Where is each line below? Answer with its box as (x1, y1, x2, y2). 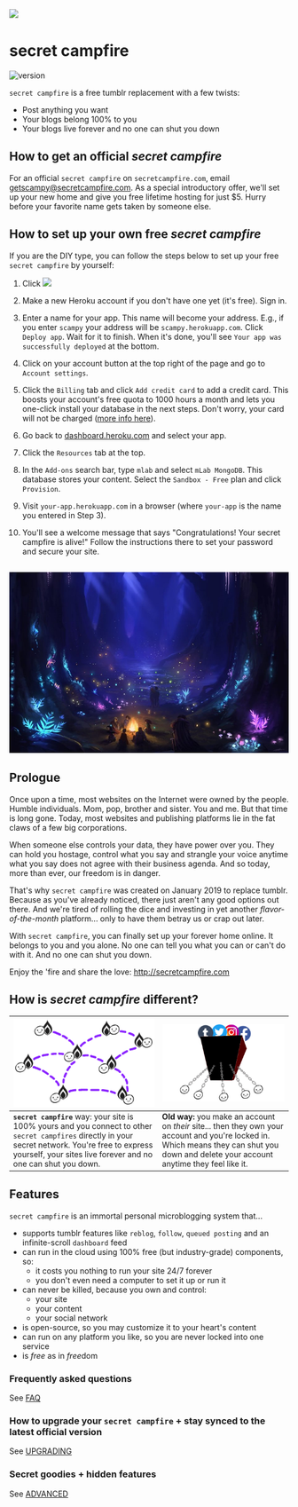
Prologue (9, 770, 60, 785)
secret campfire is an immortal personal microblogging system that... (9, 1211, 263, 1221)
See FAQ (9, 1393, 42, 1403)
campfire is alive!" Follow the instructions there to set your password (21, 536, 273, 547)
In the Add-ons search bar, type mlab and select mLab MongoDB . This (21, 464, 263, 475)
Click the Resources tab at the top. (21, 447, 146, 458)
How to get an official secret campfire (9, 149, 223, 164)
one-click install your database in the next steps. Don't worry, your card (21, 403, 285, 414)
